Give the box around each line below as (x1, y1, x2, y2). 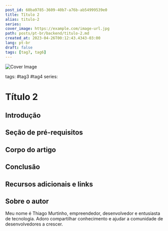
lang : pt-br (5, 40, 30, 45)
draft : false (5, 45, 33, 50)
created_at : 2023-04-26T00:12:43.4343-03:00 (5, 36, 101, 41)
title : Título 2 (5, 12, 39, 17)
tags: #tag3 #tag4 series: (5, 73, 58, 79)
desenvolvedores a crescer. (5, 221, 63, 227)
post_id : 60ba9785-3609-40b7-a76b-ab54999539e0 (5, 7, 108, 13)
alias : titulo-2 (5, 17, 39, 22)
